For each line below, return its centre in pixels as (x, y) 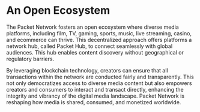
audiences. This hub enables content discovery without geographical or (95, 52)
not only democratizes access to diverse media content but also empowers (99, 83)
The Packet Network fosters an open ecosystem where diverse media (92, 27)
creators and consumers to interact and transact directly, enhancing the (95, 89)
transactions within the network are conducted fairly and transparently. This (100, 77)
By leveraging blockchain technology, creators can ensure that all (87, 70)
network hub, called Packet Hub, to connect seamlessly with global (89, 46)
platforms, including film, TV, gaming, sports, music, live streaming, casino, (99, 33)
